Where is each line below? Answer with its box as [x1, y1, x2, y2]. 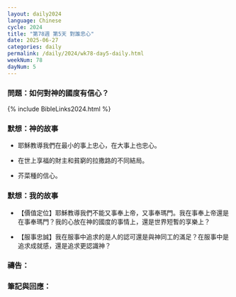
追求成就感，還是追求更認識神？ [17, 241, 111, 249]
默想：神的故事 [7, 124, 59, 134]
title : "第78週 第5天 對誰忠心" [7, 30, 94, 38]
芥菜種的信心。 [17, 171, 62, 180]
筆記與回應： [7, 281, 52, 291]
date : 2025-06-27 [7, 37, 59, 44]
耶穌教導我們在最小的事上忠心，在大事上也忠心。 [17, 141, 161, 150]
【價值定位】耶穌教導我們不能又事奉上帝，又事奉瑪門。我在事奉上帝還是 [17, 208, 229, 217]
